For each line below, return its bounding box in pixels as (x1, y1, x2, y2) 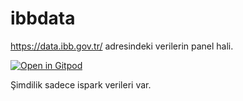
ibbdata (10, 7, 76, 30)
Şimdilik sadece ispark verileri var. (10, 78, 152, 91)
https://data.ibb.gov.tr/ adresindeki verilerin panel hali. (10, 40, 234, 52)
